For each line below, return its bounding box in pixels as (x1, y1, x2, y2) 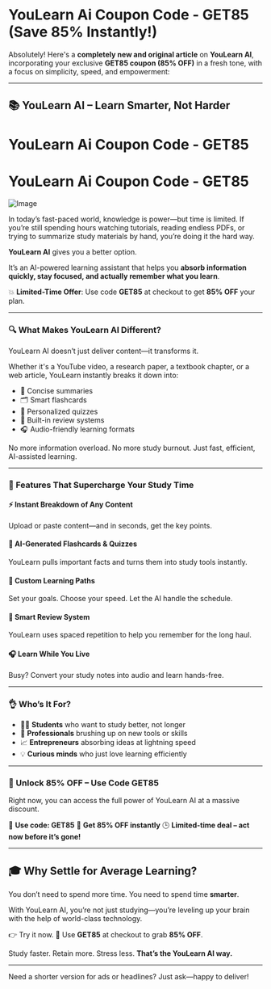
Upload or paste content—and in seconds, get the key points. (8, 520, 212, 530)
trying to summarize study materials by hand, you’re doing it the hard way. (8, 232, 256, 242)
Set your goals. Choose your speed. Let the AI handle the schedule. (8, 594, 233, 604)
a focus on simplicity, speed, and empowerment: (8, 66, 170, 76)
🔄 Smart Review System (8, 612, 90, 621)
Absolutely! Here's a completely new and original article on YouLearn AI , (8, 49, 254, 59)
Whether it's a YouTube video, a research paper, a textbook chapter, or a (8, 361, 250, 371)
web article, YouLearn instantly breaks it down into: (8, 370, 179, 380)
